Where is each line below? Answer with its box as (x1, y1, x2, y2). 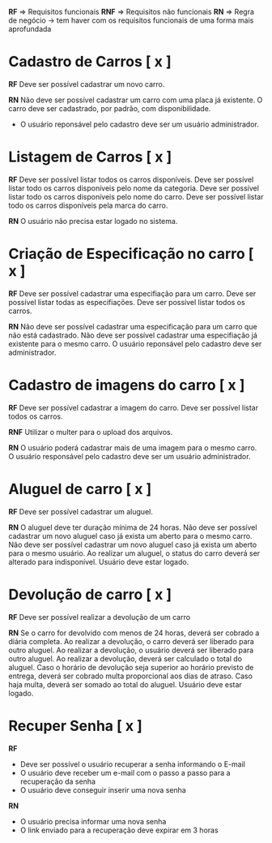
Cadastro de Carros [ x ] (8, 53, 172, 71)
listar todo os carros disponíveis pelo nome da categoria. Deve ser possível (8, 183, 259, 193)
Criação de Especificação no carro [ (8, 245, 254, 263)
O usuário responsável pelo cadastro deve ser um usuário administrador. (8, 451, 251, 461)
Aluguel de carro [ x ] (8, 480, 152, 498)
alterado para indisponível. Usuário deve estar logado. (8, 557, 189, 566)
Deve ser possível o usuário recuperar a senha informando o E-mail (19, 759, 245, 769)
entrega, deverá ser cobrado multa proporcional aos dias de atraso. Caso (8, 671, 253, 681)
